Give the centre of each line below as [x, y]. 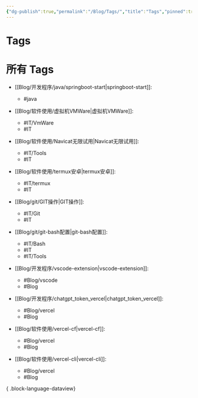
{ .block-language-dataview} [41, 388]
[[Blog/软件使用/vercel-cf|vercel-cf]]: [60, 328]
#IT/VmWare [39, 123]
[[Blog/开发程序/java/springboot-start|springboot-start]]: [83, 87]
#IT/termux [37, 183]
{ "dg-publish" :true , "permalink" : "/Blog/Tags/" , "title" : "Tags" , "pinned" [96, 11]
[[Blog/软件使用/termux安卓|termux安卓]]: [65, 171]
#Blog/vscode [40, 280]
